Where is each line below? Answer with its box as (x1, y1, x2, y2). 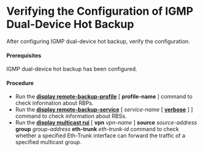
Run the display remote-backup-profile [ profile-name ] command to (15, 93, 193, 101)
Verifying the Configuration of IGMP (6, 4, 194, 18)
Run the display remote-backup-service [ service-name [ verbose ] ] (15, 106, 193, 113)
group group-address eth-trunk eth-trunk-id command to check (15, 126, 179, 133)
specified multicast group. (15, 139, 82, 146)
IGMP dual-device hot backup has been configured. (6, 66, 137, 73)
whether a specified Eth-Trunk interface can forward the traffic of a (15, 132, 186, 139)
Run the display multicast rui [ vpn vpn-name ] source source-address (15, 119, 197, 126)
